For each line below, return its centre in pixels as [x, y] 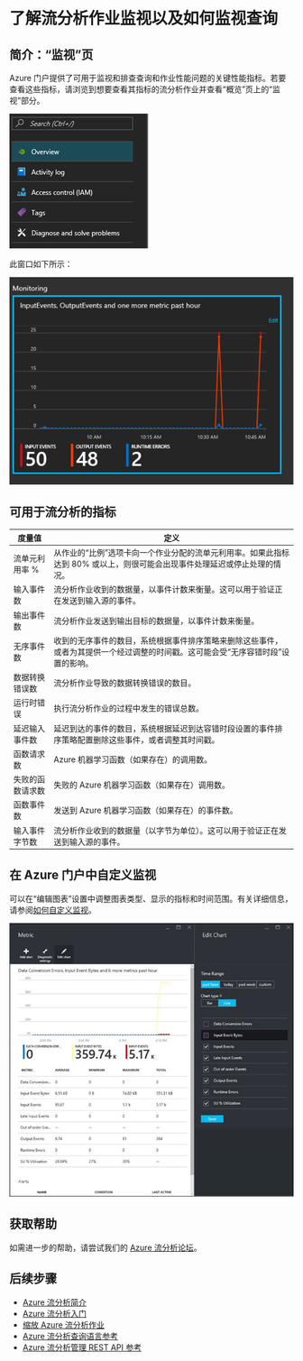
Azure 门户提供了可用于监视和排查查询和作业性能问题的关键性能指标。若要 [148, 78]
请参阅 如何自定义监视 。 [53, 910]
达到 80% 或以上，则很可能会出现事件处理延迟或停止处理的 [163, 564]
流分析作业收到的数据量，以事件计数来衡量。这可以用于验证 [164, 589]
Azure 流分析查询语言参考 [70, 1336]
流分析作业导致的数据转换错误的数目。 [125, 683]
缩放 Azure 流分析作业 [64, 1324]
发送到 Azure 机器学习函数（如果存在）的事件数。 [146, 810]
